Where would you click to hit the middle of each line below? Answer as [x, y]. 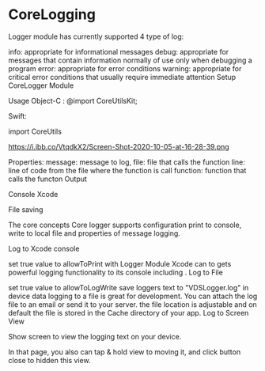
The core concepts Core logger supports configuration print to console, [125, 225]
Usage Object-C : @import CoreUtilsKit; [73, 100]
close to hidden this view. [49, 360]
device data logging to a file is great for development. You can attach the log [133, 296]
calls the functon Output [47, 179]
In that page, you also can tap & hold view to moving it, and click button [125, 352]
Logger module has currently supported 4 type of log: [96, 36]
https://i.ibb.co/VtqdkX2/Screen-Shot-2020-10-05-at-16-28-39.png [119, 146]
